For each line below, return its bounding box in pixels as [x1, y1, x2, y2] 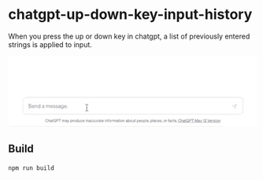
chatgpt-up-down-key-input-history [8, 6, 253, 24]
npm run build [8, 163, 55, 172]
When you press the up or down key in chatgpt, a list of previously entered [8, 31, 250, 41]
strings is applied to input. [8, 39, 93, 49]
